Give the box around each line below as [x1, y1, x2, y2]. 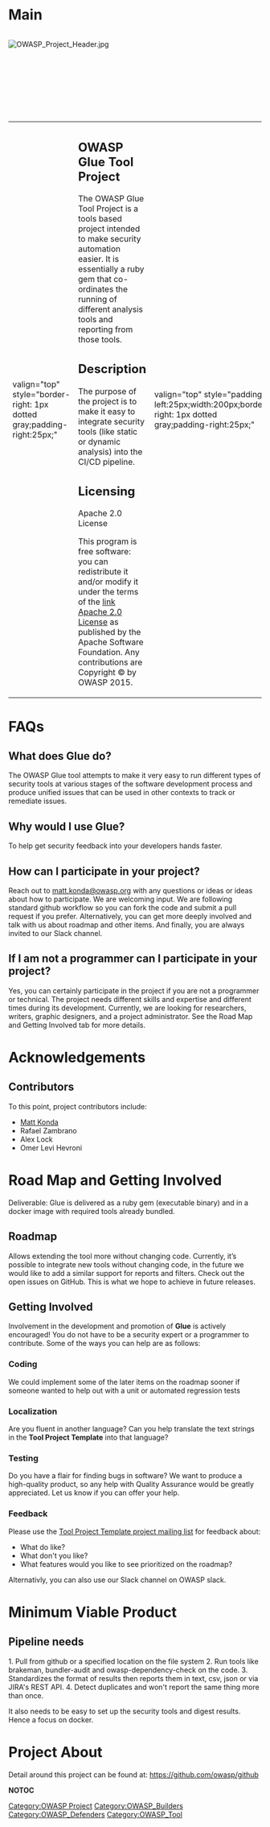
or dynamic [77, 436, 121, 447]
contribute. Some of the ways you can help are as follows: [8, 1339, 201, 1348]
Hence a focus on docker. [8, 1714, 94, 1725]
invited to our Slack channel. [8, 929, 103, 938]
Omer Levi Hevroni [19, 1142, 83, 1153]
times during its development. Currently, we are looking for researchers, [8, 1003, 247, 1013]
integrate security [77, 416, 145, 427]
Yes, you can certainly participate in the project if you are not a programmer [8, 985, 260, 996]
